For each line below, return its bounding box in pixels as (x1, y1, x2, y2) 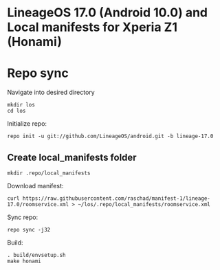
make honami (7, 258, 41, 265)
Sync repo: (7, 213, 38, 221)
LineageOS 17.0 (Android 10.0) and (7, 5, 208, 21)
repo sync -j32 (7, 226, 51, 233)
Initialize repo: (7, 120, 47, 128)
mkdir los (7, 102, 36, 109)
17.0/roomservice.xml (7, 201, 69, 207)
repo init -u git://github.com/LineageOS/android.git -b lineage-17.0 (7, 133, 214, 140)
